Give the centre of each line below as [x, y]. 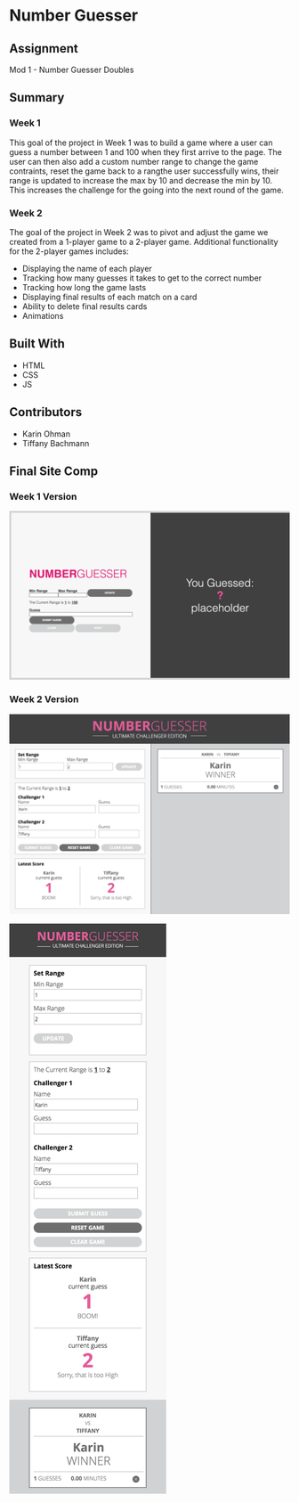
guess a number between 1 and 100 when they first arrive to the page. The [145, 151]
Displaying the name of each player [87, 268]
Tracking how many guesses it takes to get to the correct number [142, 278]
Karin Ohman [46, 434]
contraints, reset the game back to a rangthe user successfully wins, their [144, 171]
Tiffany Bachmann [56, 443]
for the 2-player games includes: [69, 251]
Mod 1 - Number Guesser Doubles [72, 69]
